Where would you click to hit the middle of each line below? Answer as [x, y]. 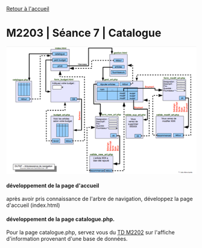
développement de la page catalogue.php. [61, 219]
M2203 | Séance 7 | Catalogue [84, 33]
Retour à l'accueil [28, 9]
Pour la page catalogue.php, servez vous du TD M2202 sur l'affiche [90, 232]
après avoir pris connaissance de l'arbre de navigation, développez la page [99, 199]
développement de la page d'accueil [53, 185]
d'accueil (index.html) [33, 205]
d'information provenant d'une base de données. [67, 239]
